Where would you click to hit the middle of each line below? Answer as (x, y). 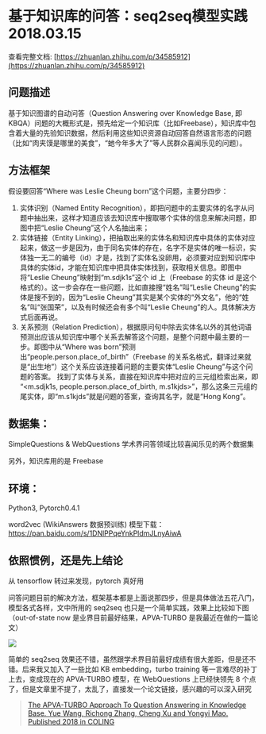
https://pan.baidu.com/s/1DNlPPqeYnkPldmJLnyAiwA (95, 533)
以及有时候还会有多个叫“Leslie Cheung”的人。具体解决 (160, 307)
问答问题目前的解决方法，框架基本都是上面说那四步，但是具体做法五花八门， (133, 598)
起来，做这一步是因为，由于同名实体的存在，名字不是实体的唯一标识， (135, 248)
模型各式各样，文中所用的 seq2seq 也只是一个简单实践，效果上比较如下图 (129, 607)
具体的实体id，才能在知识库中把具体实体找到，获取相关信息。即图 (127, 267)
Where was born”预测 (100, 347)
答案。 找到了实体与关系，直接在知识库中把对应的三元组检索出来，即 (146, 376)
